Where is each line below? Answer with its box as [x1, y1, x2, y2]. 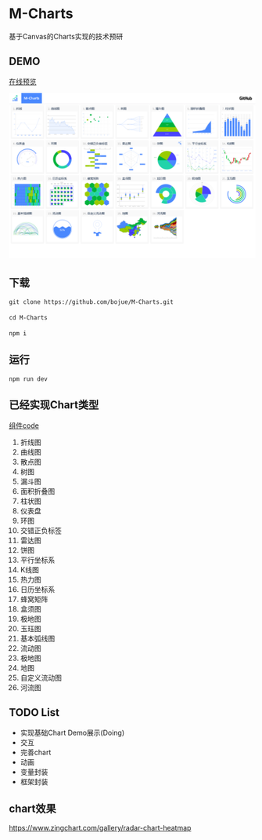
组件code [9, 421, 40, 430]
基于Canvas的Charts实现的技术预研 [9, 31, 124, 41]
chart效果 [9, 802, 57, 816]
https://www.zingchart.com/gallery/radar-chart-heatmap [9, 824, 192, 833]
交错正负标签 [20, 525, 62, 535]
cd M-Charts [9, 314, 48, 322]
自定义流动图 [20, 673, 62, 682]
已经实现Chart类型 [9, 398, 99, 412]
